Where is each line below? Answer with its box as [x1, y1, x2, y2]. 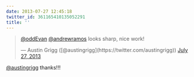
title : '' [6, 19, 31, 25]
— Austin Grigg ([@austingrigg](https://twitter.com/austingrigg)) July [20, 47, 188, 54]
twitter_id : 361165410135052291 [6, 14, 85, 20]
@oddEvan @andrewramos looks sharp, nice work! [20, 36, 145, 43]
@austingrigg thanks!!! [6, 64, 61, 71]
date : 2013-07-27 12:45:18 [6, 8, 72, 15]
